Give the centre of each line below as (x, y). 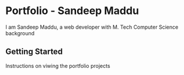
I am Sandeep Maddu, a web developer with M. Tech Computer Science (92, 27)
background (20, 33)
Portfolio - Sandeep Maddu (72, 11)
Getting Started (34, 52)
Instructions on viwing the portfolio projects (58, 66)
